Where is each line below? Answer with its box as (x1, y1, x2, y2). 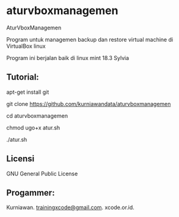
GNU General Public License (6, 170, 78, 177)
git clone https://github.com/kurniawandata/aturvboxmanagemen (6, 100, 171, 107)
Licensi (6, 154, 35, 164)
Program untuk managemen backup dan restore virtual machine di (6, 36, 174, 43)
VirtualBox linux (6, 42, 46, 50)
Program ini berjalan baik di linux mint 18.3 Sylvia (6, 54, 130, 61)
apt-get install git (6, 88, 49, 96)
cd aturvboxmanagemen (6, 112, 68, 120)
